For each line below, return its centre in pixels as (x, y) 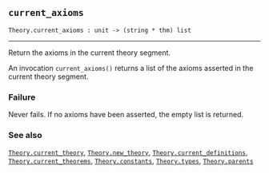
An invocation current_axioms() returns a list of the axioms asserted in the (131, 68)
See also (25, 136)
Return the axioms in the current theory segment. (89, 53)
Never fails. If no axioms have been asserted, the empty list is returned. (126, 115)
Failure (22, 97)
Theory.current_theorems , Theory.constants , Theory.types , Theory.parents (131, 161)
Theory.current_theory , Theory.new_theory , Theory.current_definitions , (128, 152)
